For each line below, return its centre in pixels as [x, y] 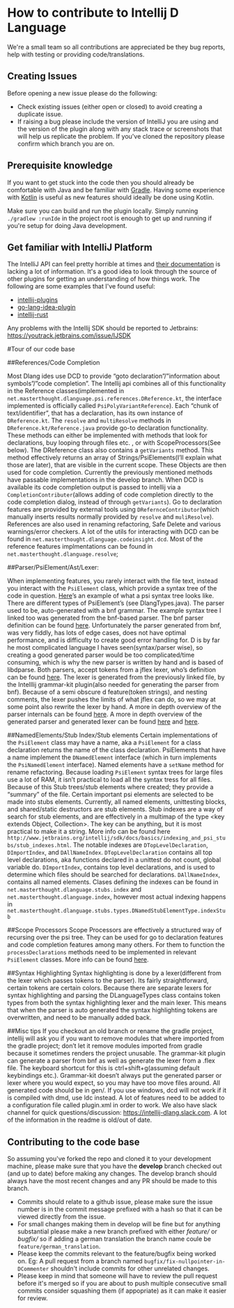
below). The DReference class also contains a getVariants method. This [110, 450]
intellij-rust [33, 314]
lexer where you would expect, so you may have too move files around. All [114, 1083]
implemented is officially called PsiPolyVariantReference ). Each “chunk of [113, 406]
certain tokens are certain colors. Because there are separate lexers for [110, 988]
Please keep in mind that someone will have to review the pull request [117, 1276]
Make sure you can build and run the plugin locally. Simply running [103, 211]
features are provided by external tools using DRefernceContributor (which [113, 510]
